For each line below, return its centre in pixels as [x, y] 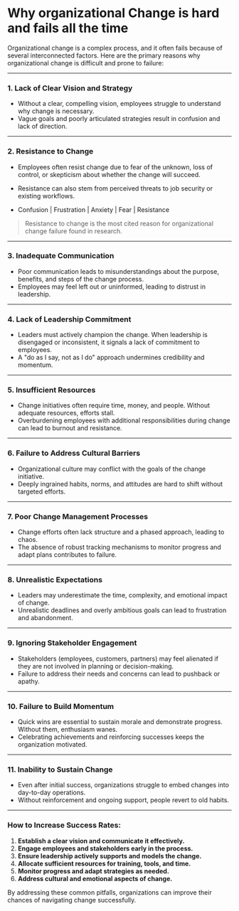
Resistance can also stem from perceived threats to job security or [115, 188]
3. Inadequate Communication [61, 256]
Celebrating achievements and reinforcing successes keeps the [111, 737]
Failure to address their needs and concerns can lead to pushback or [119, 673]
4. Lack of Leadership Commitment [69, 319]
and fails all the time [68, 28]
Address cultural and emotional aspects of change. [95, 878]
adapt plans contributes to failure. [67, 555]
